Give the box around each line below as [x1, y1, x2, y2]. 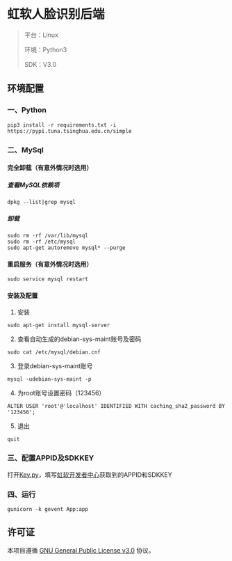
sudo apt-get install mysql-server [7, 322, 110, 329]
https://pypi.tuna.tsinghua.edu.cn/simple [7, 127, 132, 134]
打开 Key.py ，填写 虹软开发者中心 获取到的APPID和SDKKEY [7, 471, 172, 479]
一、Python [7, 105, 47, 115]
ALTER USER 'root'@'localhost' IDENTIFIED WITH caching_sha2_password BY [7, 403, 226, 410]
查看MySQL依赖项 [7, 180, 60, 189]
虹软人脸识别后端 [7, 6, 106, 22]
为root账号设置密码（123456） [17, 389, 106, 397]
